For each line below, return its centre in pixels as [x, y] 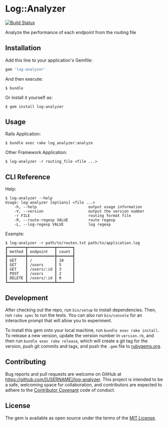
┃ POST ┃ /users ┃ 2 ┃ [40, 274]
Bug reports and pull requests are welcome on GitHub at [63, 374]
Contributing [26, 362]
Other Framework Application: [36, 152]
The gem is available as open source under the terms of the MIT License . [81, 418]
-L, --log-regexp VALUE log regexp [63, 225]
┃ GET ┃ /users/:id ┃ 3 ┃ [40, 269]
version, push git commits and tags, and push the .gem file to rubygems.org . [83, 346]
